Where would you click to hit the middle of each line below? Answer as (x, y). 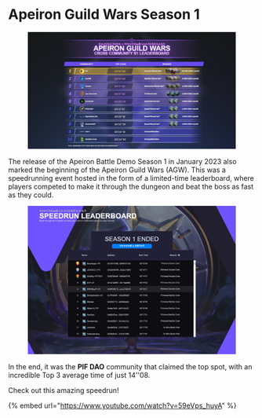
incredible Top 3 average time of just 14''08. (79, 376)
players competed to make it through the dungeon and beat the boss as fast (131, 187)
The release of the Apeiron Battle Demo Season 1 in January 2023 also (122, 162)
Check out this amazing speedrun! (64, 390)
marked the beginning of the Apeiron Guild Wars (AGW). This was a (117, 170)
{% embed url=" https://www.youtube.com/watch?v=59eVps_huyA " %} (122, 405)
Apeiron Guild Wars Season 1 (104, 15)
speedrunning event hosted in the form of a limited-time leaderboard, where (131, 178)
